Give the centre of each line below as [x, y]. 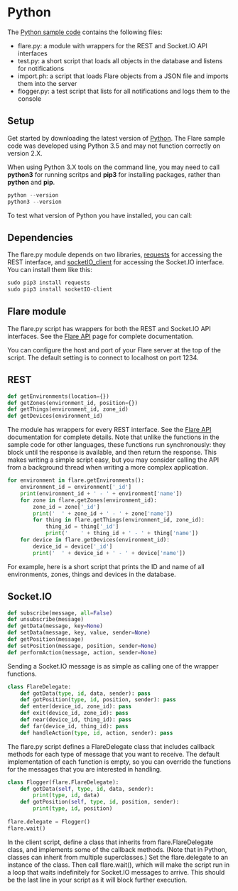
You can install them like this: [50, 270]
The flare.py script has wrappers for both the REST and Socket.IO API [109, 328]
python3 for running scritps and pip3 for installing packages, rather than [114, 174]
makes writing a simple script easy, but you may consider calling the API [113, 460]
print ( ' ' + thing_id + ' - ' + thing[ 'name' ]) [122, 534]
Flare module [37, 312]
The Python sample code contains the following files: [85, 32]
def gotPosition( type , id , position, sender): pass [98, 700]
